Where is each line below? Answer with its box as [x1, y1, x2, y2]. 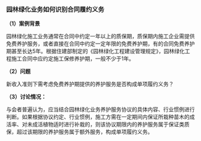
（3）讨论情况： [6, 93, 47, 100]
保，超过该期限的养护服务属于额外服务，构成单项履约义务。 [6, 128, 153, 136]
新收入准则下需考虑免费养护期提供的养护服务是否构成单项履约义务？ [6, 81, 174, 88]
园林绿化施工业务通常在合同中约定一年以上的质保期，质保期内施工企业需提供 [6, 33, 195, 40]
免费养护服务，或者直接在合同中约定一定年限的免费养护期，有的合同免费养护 [6, 40, 195, 47]
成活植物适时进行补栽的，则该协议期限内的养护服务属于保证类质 [32, 121, 190, 128]
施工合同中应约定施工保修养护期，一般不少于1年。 [11, 55, 135, 62]
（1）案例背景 [6, 20, 41, 27]
